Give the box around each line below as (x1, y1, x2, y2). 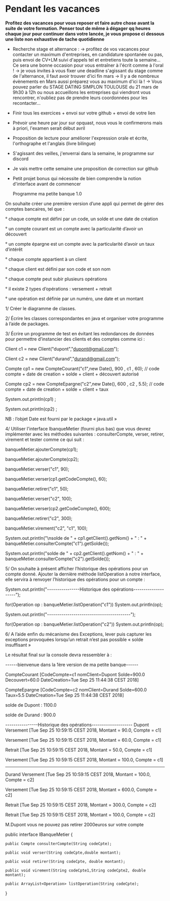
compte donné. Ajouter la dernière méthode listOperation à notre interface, (5, 571, 161, 577)
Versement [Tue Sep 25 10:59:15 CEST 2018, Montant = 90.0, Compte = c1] (5, 727, 162, 733)
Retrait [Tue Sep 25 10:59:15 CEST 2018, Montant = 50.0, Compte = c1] (5, 746, 153, 753)
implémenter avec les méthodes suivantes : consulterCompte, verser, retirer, (5, 431, 164, 437)
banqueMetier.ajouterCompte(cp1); (5, 446, 78, 452)
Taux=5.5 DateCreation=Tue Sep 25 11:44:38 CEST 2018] (5, 692, 124, 698)
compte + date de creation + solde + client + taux (5, 386, 109, 392)
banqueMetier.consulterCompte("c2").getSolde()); (5, 556, 110, 562)
